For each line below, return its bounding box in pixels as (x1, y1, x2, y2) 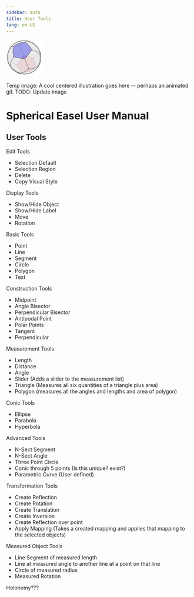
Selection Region (14, 165, 56, 173)
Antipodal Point (14, 315, 52, 322)
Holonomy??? (6, 584, 39, 591)
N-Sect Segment (14, 446, 56, 453)
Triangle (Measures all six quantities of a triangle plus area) (14, 382, 159, 389)
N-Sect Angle (14, 452, 48, 459)
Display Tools (6, 189, 39, 196)
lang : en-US (6, 22, 35, 28)
